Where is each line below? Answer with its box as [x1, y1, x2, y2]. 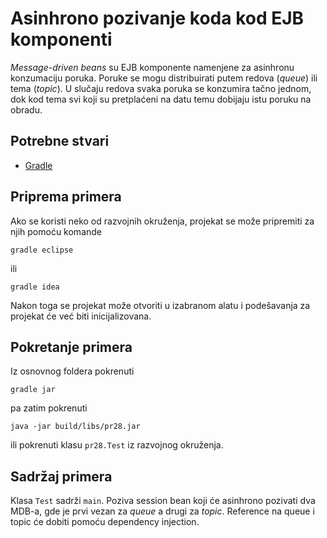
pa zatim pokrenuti [10, 402, 88, 414]
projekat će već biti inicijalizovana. [10, 310, 152, 322]
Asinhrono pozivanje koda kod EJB [10, 7, 305, 30]
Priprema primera [10, 188, 122, 206]
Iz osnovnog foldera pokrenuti [10, 365, 135, 377]
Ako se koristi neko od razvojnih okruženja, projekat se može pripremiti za [10, 215, 315, 227]
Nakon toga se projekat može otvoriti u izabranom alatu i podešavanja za [10, 299, 311, 311]
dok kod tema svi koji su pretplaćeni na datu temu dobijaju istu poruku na [10, 93, 312, 105]
